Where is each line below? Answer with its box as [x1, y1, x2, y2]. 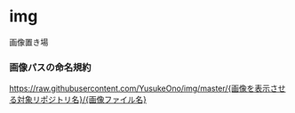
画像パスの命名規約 [9, 61, 92, 73]
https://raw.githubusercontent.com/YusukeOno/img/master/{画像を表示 [9, 83, 271, 94]
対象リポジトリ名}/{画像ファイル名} [16, 94, 147, 105]
